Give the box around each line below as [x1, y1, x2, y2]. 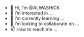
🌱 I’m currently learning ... [10, 15, 65, 21]
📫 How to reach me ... [10, 26, 58, 32]
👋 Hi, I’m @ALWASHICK [10, 5, 60, 10]
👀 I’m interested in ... [10, 10, 53, 16]
